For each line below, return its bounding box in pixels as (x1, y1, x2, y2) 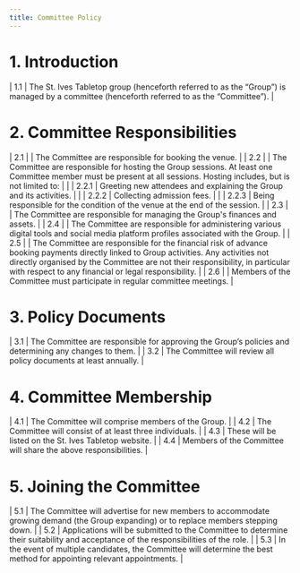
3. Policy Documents (9, 306, 167, 327)
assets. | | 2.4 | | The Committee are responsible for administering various (9, 218, 282, 229)
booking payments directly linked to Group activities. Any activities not (9, 247, 270, 258)
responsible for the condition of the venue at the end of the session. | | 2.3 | (9, 199, 288, 210)
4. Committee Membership (9, 387, 213, 407)
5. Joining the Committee (9, 476, 201, 497)
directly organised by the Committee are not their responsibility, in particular (9, 256, 291, 267)
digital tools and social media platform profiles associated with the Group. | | (9, 227, 291, 238)
